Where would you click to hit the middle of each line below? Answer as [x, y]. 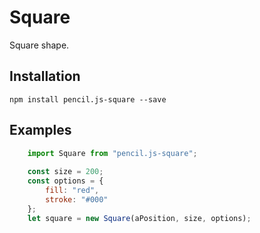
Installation [45, 76]
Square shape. [39, 45]
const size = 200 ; [65, 172]
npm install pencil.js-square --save [88, 99]
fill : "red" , [72, 191]
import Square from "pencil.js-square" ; [112, 153]
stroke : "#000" [77, 199]
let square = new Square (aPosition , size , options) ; [139, 218]
